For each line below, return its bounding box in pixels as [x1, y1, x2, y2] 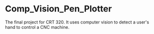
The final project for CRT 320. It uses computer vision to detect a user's [5, 19, 150, 25]
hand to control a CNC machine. [5, 24, 70, 30]
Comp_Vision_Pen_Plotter [5, 3, 112, 14]
